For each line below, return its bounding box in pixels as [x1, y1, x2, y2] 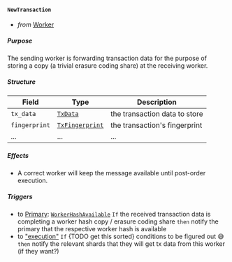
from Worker [17, 20, 55, 29]
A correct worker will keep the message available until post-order [17, 169, 206, 177]
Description [137, 97, 177, 107]
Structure [7, 78, 36, 86]
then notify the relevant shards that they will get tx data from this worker [17, 240, 226, 248]
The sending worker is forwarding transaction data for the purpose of [7, 54, 208, 63]
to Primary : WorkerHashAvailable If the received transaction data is [17, 210, 211, 219]
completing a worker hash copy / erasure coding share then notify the [17, 217, 219, 226]
